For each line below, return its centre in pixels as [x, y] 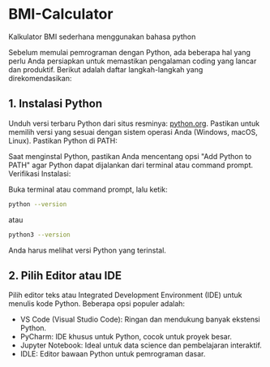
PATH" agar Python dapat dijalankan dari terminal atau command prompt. [131, 165]
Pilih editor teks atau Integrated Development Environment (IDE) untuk [125, 295]
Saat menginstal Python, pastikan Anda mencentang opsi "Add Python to [130, 156]
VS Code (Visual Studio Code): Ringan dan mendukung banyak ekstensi [140, 320]
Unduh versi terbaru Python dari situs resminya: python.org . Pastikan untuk [134, 123]
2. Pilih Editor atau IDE [65, 276]
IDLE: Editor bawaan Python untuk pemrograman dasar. [113, 354]
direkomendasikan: [40, 78]
